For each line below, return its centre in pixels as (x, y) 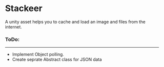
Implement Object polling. (38, 54)
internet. (13, 27)
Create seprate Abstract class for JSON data (57, 60)
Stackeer (24, 8)
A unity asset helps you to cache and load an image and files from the (75, 22)
